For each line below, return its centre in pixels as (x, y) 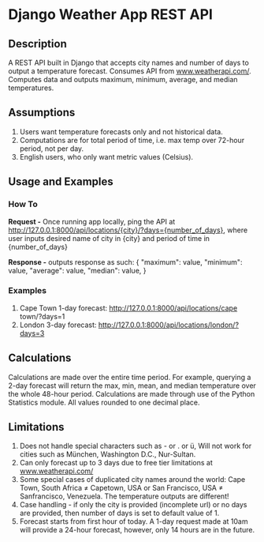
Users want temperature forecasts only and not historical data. (121, 131)
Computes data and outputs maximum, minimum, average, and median (123, 79)
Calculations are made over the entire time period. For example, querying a (130, 377)
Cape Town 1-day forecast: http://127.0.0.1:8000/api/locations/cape (128, 308)
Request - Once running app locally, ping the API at (92, 221)
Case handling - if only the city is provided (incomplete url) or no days (133, 505)
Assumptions (42, 113)
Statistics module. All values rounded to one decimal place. (104, 402)
